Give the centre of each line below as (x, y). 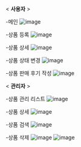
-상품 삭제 (18, 137)
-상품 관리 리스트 (26, 99)
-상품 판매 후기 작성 (29, 73)
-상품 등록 (18, 34)
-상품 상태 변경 (23, 60)
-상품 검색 (18, 125)
